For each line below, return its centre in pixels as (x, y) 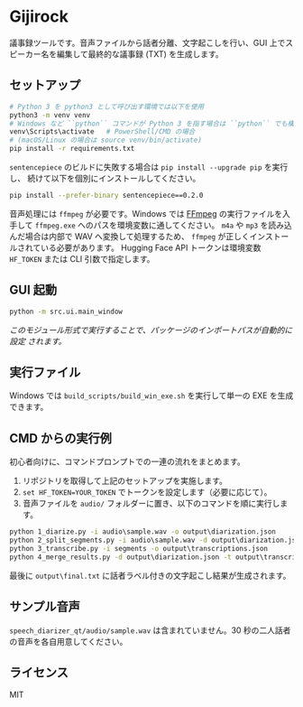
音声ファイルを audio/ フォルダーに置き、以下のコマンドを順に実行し (151, 504)
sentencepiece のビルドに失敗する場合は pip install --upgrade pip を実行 (149, 167)
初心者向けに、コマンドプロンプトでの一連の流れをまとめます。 (127, 461)
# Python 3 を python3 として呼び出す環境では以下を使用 (107, 107)
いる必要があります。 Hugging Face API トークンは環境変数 (151, 247)
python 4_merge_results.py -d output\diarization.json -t (120, 557)
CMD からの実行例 (61, 438)
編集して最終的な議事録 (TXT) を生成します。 (140, 54)
